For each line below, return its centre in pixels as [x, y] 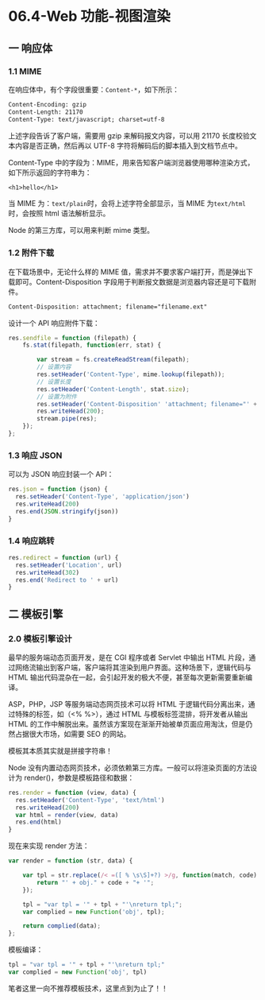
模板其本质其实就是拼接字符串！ [60, 750]
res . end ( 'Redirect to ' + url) [67, 580]
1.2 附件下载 [31, 253]
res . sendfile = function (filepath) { [72, 338]
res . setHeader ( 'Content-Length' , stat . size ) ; [113, 389]
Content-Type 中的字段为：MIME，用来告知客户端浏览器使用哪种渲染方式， [131, 162]
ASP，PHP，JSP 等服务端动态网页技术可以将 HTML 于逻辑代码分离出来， [128, 703]
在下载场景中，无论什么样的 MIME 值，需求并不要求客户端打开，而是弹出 [127, 272]
